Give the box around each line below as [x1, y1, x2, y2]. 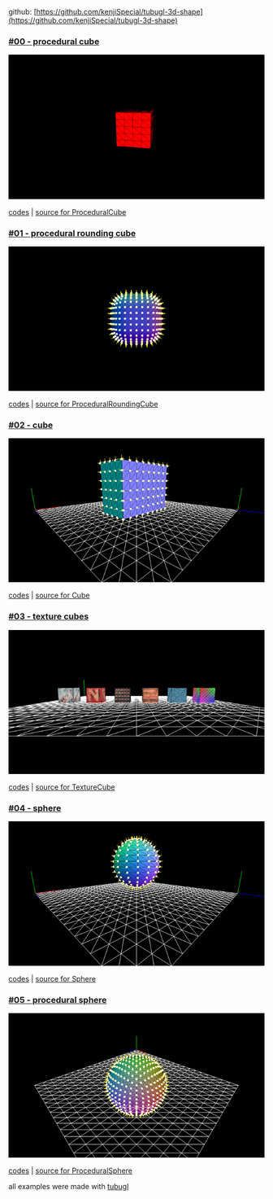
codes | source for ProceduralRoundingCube [8, 399, 158, 409]
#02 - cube [8, 419, 54, 431]
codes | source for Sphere [8, 974, 96, 983]
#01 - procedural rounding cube [8, 227, 136, 238]
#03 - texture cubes [8, 610, 89, 622]
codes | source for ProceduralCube [8, 207, 127, 217]
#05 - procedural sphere [8, 994, 107, 1005]
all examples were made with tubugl [8, 1181, 129, 1191]
